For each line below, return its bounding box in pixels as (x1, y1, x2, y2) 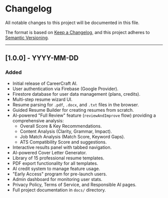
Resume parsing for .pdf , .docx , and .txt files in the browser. (12, 101, 139, 108)
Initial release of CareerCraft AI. (12, 80, 77, 86)
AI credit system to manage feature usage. (12, 165, 100, 171)
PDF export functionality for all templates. (12, 160, 98, 166)
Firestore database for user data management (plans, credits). (12, 91, 141, 97)
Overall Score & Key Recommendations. (19, 123, 102, 129)
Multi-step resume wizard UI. (12, 96, 72, 102)
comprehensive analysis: (12, 117, 64, 123)
